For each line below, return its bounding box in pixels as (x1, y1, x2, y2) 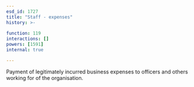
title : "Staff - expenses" (6, 14, 73, 20)
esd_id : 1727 (6, 8, 39, 15)
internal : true (6, 47, 44, 53)
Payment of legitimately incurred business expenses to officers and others (6, 68, 188, 75)
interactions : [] (6, 36, 49, 42)
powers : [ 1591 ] (6, 42, 44, 48)
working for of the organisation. (6, 74, 84, 81)
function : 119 (6, 31, 42, 36)
